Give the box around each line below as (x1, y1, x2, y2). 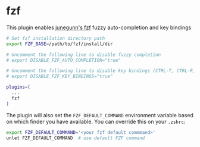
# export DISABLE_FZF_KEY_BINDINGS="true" (6, 73, 113, 80)
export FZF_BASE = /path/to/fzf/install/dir (6, 40, 113, 47)
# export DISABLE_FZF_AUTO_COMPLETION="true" (6, 57, 121, 63)
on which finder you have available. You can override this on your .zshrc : (6, 118, 186, 125)
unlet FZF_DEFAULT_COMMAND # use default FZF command (6, 135, 145, 141)
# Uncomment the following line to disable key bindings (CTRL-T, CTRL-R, (6, 68, 196, 74)
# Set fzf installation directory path (6, 35, 105, 41)
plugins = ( (6, 85, 31, 90)
